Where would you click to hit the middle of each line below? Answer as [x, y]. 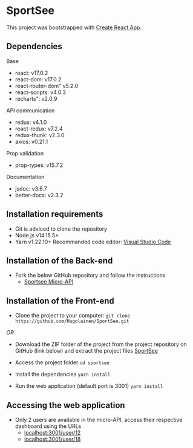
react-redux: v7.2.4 [39, 129]
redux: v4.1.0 [31, 122]
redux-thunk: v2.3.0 [40, 135]
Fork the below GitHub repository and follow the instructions [90, 275]
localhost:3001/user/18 [52, 439]
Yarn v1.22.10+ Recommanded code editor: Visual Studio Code [93, 242]
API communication [31, 110]
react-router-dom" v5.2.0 [47, 86]
